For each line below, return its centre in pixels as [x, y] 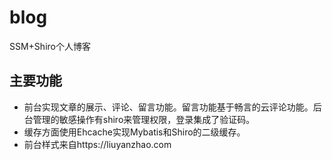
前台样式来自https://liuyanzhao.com [97, 144]
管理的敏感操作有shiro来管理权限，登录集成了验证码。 [144, 119]
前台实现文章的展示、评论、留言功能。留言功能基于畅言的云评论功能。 [168, 107]
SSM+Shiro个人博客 [50, 46]
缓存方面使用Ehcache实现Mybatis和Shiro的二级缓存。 [134, 132]
